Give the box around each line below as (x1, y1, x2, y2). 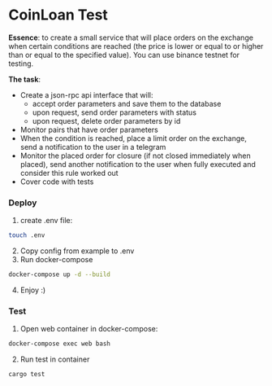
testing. (8, 59, 34, 68)
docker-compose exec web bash (8, 340, 111, 348)
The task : (8, 74, 41, 84)
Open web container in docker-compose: (19, 324, 158, 334)
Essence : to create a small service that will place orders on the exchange (8, 33, 254, 42)
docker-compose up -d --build (8, 270, 111, 279)
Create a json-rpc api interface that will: (19, 90, 153, 99)
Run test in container (19, 354, 90, 364)
